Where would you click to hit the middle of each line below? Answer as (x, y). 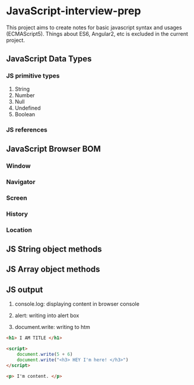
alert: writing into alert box (47, 316)
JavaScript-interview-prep (74, 11)
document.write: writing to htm (53, 327)
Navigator (21, 182)
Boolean (25, 114)
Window (18, 166)
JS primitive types (33, 76)
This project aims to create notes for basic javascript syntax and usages (94, 27)
